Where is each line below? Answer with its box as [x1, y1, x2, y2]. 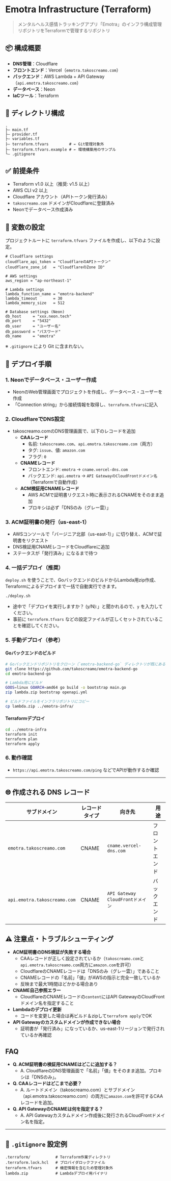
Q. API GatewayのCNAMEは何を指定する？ [12, 1106, 103, 1112]
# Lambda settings [5, 287, 44, 292]
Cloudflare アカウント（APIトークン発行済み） [12, 194, 110, 200]
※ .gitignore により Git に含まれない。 [5, 343, 87, 349]
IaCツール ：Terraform [12, 92, 59, 98]
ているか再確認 [20, 1032, 52, 1038]
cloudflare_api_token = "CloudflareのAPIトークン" [5, 259, 111, 265]
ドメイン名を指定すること [20, 1000, 74, 1006]
